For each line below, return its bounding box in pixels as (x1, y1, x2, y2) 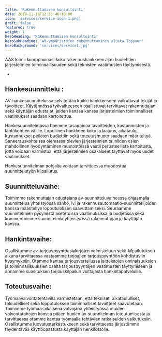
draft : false (5, 20, 31, 26)
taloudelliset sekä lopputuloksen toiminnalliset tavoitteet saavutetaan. (5, 300, 144, 306)
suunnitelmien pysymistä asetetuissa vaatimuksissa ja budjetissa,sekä (5, 210, 145, 216)
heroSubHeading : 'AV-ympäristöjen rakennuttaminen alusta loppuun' (5, 39, 144, 44)
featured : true (5, 25, 36, 30)
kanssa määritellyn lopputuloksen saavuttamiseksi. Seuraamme (5, 206, 132, 211)
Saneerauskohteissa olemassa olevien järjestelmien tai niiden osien (5, 138, 139, 144)
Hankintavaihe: (5, 235, 52, 243)
